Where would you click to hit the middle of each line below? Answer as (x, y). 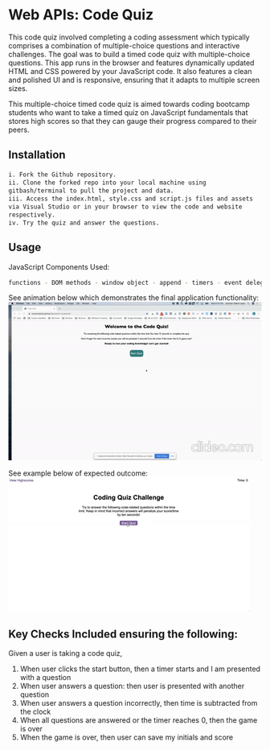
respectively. (32, 215)
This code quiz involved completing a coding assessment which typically (129, 37)
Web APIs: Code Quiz (81, 15)
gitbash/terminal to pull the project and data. (91, 191)
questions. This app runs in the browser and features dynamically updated (131, 63)
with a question (45, 678)
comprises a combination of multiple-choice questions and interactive (124, 45)
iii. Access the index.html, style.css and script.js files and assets (131, 199)
